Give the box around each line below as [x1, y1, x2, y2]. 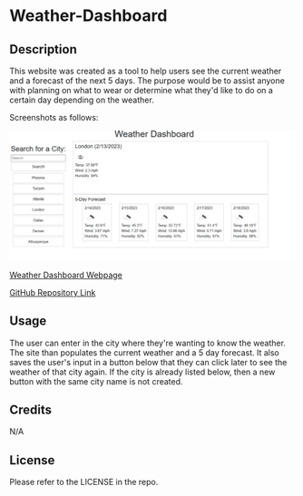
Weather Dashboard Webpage [9, 269, 122, 280]
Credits [9, 403, 53, 418]
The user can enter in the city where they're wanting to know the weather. [9, 337, 286, 348]
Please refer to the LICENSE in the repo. [9, 477, 159, 488]
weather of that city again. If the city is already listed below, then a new [9, 366, 276, 377]
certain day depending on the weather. [9, 94, 154, 105]
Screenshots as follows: [9, 112, 99, 122]
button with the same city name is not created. [9, 375, 183, 386]
